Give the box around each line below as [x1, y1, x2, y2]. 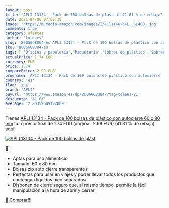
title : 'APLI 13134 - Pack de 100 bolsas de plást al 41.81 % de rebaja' [5, 12, 163, 17]
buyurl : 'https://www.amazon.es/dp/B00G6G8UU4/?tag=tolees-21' [5, 92, 141, 97]
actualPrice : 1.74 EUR [5, 54, 53, 60]
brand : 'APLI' [5, 87, 35, 92]
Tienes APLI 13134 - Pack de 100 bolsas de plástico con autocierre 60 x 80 [5, 115, 160, 121]
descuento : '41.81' [5, 96, 46, 101]
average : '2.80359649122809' [5, 101, 66, 107]
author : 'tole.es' [5, 36, 44, 41]
